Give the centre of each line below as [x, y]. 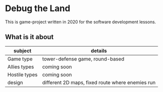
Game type [20, 59]
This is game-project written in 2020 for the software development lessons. [81, 22]
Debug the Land [38, 8]
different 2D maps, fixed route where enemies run [99, 82]
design [15, 82]
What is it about [29, 37]
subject [23, 50]
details [99, 50]
